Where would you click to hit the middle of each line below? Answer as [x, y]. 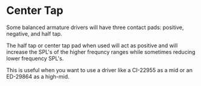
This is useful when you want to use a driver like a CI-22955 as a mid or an [99, 70]
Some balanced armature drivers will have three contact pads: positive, [95, 27]
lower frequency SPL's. [35, 58]
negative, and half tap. [34, 33]
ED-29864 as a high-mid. [38, 76]
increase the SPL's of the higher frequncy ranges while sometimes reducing [101, 51]
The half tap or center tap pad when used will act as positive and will [92, 45]
